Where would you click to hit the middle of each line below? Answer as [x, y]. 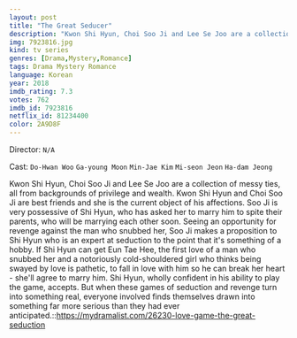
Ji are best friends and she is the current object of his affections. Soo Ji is [144, 203]
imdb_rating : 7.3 [41, 91]
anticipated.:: [33, 315]
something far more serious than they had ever [95, 306]
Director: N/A [32, 150]
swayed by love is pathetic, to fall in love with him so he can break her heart [147, 268]
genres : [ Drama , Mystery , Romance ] [71, 58]
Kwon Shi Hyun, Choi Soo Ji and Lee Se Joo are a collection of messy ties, [145, 184]
